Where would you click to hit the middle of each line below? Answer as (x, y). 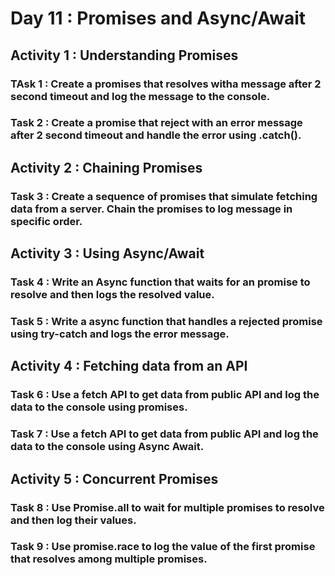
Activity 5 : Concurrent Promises (114, 478)
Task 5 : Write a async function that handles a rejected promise (166, 321)
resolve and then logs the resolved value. (112, 295)
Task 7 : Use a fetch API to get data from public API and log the (164, 434)
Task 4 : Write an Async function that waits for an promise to (160, 282)
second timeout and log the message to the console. (140, 96)
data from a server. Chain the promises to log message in (151, 209)
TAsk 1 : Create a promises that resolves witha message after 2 (166, 84)
